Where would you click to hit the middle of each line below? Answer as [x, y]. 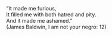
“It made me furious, [31, 8]
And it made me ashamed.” [39, 21]
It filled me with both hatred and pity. [51, 15]
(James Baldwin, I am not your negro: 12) [56, 27]
